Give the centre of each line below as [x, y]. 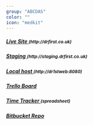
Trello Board [21, 86]
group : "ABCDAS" [26, 11]
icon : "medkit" [25, 22]
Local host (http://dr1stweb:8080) [44, 71]
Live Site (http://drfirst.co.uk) [39, 41]
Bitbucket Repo [25, 116]
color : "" [18, 17]
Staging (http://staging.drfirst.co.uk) [47, 56]
